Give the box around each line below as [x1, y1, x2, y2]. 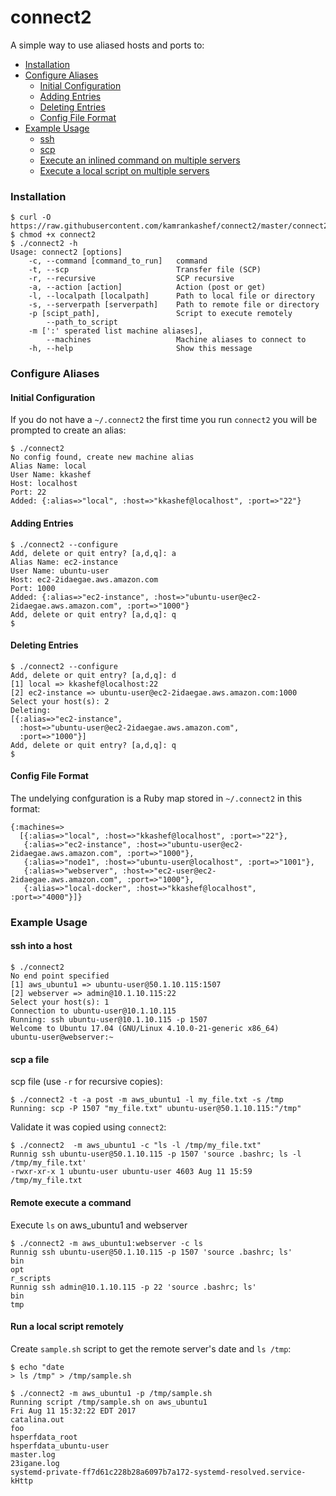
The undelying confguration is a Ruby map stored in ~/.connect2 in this [10, 792, 303, 804]
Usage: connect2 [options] [10, 247, 123, 258]
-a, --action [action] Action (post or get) [28, 282, 267, 293]
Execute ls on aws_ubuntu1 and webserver [10, 1219, 188, 1231]
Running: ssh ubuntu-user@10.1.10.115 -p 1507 [10, 1015, 208, 1025]
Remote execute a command [10, 1196, 132, 1208]
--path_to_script [46, 317, 118, 328]
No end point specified [10, 971, 110, 981]
